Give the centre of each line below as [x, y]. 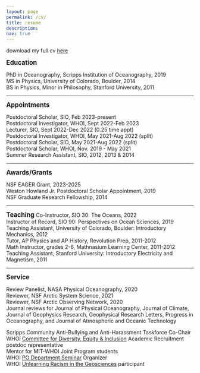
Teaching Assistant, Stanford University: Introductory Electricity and [90, 254]
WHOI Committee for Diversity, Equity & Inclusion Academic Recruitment [95, 339]
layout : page [22, 12]
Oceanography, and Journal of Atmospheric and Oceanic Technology [91, 321]
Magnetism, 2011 [27, 260]
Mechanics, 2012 [27, 235]
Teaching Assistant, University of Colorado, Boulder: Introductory [86, 228]
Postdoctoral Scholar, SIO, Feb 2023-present [61, 117]
